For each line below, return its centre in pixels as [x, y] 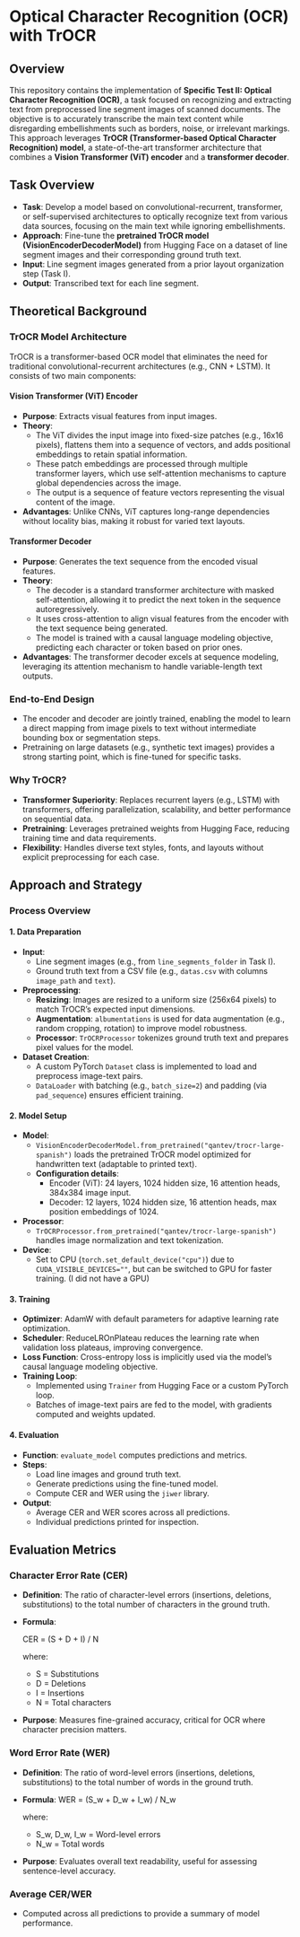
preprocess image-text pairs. [89, 1076]
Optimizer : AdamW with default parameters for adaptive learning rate [150, 1319]
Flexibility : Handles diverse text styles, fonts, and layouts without [143, 847]
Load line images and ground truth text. [108, 1474]
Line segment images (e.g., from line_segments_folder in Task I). [155, 961]
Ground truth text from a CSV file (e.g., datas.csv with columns [152, 971]
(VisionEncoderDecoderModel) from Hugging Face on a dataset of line [155, 245]
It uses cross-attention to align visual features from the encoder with [162, 618]
